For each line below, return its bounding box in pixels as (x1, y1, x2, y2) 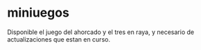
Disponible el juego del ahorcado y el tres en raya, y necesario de (7, 28, 195, 36)
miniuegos (7, 5, 69, 21)
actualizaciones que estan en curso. (7, 35, 111, 43)
